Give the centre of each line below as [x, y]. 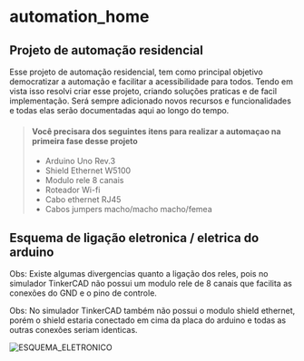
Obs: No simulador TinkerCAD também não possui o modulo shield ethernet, [152, 311]
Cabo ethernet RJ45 [83, 200]
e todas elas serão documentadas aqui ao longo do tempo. [119, 110]
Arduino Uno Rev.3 [80, 161]
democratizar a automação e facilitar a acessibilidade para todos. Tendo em [151, 82]
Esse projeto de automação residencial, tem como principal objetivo [136, 72]
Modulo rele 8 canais [84, 180]
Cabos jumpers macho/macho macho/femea [129, 210]
